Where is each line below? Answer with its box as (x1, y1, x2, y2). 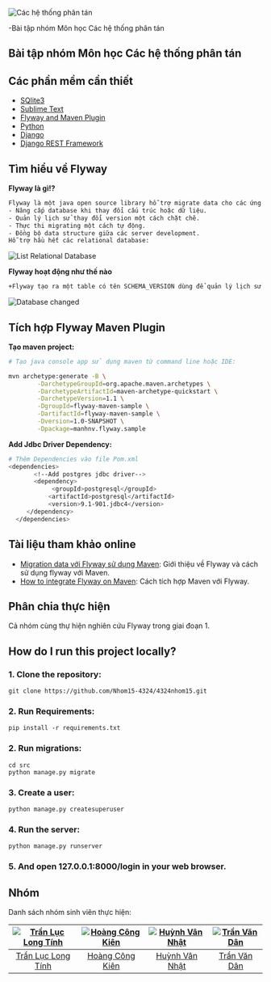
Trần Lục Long (15, 950, 71, 961)
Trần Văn (219, 950, 253, 961)
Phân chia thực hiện (8, 599, 110, 613)
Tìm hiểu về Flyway (8, 162, 108, 175)
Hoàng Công (87, 950, 135, 961)
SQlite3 (19, 95, 45, 105)
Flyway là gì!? (8, 183, 56, 193)
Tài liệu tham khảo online (8, 537, 136, 551)
